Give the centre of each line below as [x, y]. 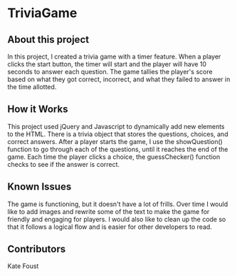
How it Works [38, 109]
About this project [48, 40]
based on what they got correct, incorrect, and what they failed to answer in [119, 79]
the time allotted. [32, 87]
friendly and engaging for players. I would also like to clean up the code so [117, 219]
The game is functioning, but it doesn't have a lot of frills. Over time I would [118, 204]
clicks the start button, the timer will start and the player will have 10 [107, 64]
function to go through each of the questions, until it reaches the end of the [118, 149]
